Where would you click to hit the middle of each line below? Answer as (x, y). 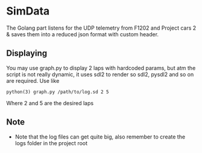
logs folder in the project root (51, 143)
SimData (28, 11)
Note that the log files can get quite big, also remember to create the (100, 137)
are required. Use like (33, 80)
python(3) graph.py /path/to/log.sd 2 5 (58, 92)
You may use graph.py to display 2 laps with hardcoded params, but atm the (101, 68)
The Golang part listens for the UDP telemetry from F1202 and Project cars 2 (101, 28)
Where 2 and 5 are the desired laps (50, 103)
